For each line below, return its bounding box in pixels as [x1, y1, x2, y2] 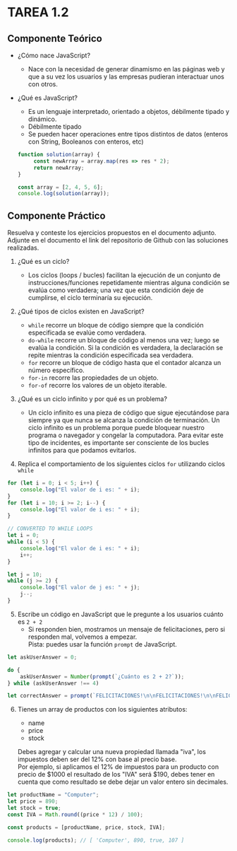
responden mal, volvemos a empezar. [28, 632, 138, 641]
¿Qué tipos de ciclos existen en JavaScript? [17, 307, 145, 315]
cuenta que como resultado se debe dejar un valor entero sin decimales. [17, 777, 229, 786]
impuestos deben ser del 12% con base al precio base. [17, 755, 177, 764]
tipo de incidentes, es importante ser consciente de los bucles [28, 439, 209, 447]
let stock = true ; [7, 804, 61, 812]
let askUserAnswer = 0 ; [7, 654, 78, 661]
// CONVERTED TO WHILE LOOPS [7, 525, 93, 533]
